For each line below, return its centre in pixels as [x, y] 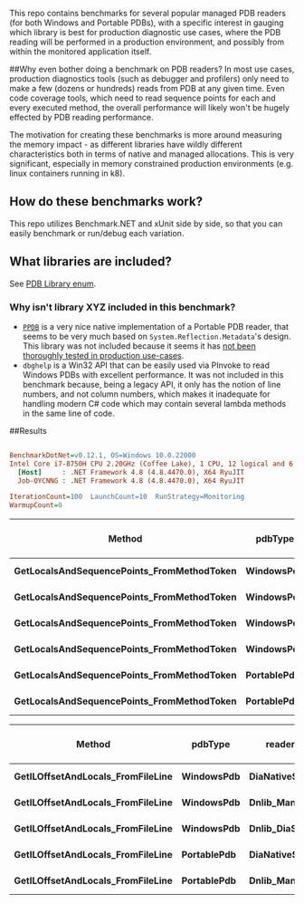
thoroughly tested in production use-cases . [103, 355]
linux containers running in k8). [67, 173]
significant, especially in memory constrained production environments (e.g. [152, 163]
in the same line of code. [68, 413]
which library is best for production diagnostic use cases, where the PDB [145, 32]
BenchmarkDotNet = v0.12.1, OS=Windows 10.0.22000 [103, 455]
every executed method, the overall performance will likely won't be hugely [149, 107]
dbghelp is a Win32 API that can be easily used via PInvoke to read [146, 365]
